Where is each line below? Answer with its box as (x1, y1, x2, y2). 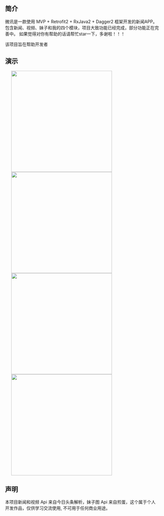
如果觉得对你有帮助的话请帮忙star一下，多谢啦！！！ (19, 31, 125, 37)
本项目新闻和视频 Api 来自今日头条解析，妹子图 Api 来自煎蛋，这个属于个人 (5, 499, 156, 505)
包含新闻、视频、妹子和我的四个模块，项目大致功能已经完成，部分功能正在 (5, 25, 155, 30)
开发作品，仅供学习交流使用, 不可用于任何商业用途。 (5, 505, 110, 511)
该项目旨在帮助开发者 (5, 41, 48, 47)
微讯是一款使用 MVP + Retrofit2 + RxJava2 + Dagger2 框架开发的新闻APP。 (5, 19, 158, 25)
